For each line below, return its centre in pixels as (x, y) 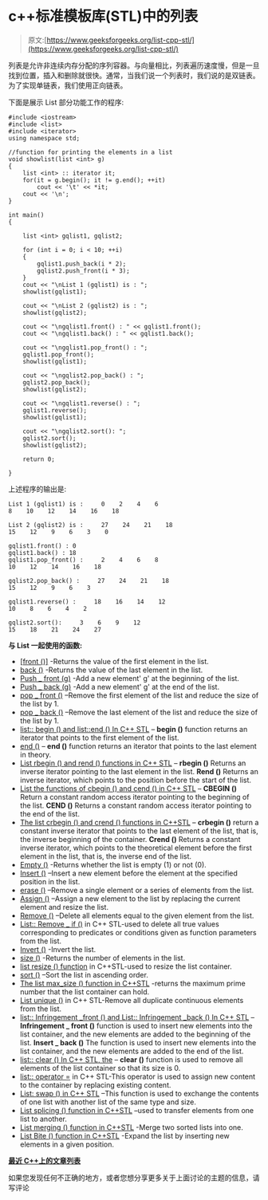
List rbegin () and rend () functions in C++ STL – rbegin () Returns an (133, 763)
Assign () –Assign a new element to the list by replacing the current (130, 899)
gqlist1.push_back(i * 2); (82, 264)
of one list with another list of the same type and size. (108, 1102)
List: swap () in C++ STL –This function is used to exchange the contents (139, 1093)
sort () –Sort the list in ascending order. (84, 974)
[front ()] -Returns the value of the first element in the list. (114, 661)
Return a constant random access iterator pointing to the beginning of (134, 797)
